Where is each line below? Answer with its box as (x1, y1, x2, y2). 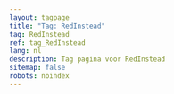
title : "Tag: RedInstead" (9, 21, 105, 30)
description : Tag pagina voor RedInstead (9, 55, 166, 64)
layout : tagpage (9, 13, 70, 22)
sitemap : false (9, 64, 66, 73)
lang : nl (9, 47, 42, 56)
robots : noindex (9, 72, 70, 81)
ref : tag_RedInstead (9, 38, 87, 47)
